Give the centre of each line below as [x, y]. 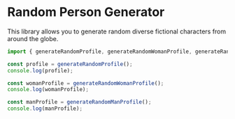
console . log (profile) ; [40, 70]
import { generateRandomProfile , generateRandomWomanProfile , [100, 51]
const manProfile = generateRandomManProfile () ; [79, 102]
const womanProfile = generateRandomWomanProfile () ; [86, 83]
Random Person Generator [86, 12]
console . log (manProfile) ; [45, 109]
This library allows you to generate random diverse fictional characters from [117, 31]
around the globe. [33, 38]
